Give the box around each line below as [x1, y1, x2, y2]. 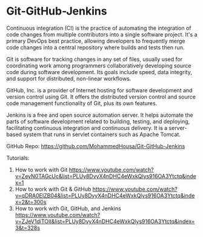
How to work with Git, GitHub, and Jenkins [15, 205, 121, 212]
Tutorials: [6, 154, 30, 162]
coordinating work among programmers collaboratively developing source [6, 62, 191, 69]
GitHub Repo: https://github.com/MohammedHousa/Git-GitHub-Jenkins [6, 142, 185, 149]
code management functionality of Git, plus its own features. [6, 99, 158, 107]
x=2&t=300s [15, 198, 47, 205]
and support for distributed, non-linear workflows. [6, 75, 131, 82]
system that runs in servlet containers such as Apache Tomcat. [23, 131, 181, 138]
